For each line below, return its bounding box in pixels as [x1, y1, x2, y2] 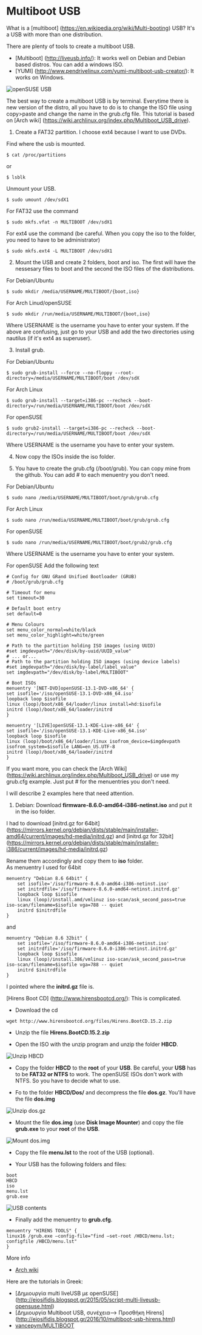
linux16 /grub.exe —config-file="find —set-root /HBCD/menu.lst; [6, 1233, 175, 1239]
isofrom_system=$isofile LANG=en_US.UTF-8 [6, 743, 115, 749]
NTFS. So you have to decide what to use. [15, 1077, 121, 1084]
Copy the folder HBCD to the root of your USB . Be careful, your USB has [15, 1064, 197, 1071]
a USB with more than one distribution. [6, 30, 103, 38]
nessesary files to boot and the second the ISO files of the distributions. [15, 265, 195, 272]
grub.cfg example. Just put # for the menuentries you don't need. [6, 777, 170, 785]
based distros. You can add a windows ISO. [15, 61, 124, 68]
